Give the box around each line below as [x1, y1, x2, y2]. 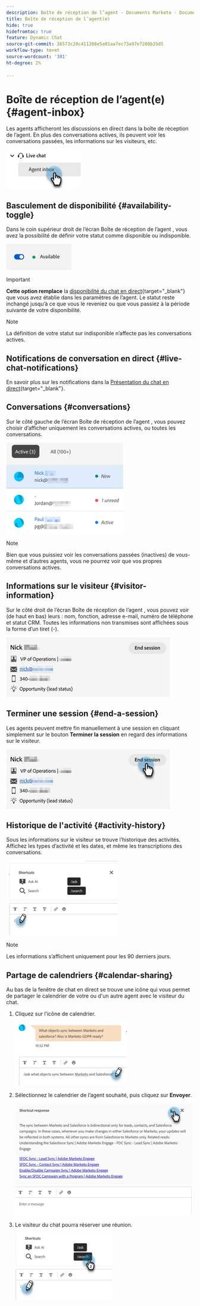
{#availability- [118, 200, 172, 211]
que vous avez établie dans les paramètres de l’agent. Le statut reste [6, 294, 175, 301]
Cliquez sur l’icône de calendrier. [14, 1010, 96, 1017]
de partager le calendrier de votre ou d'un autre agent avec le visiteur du [6, 992, 185, 999]
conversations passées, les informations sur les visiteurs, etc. [6, 138, 157, 145]
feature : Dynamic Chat [6, 35, 62, 41]
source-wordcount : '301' [6, 54, 68, 60]
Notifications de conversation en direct [6, 353, 155, 363]
